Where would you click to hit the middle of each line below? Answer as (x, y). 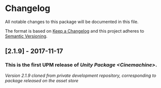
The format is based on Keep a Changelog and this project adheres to (75, 31)
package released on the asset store (42, 80)
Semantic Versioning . (26, 36)
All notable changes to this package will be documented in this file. (72, 22)
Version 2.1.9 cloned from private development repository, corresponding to (81, 75)
